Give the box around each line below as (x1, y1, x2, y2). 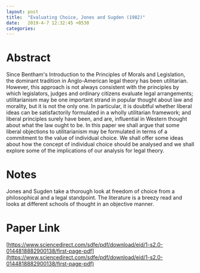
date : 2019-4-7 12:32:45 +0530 (6, 20, 90, 26)
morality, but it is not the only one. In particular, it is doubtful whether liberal (6, 103, 192, 110)
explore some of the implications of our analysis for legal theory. (6, 147, 165, 154)
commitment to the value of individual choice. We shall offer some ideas (6, 134, 184, 142)
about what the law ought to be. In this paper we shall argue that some (6, 122, 180, 129)
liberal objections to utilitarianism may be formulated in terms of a (6, 128, 168, 135)
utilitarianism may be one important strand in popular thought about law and (6, 96, 193, 103)
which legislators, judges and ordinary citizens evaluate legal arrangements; (6, 90, 193, 97)
